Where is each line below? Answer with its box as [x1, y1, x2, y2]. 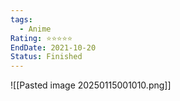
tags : [10, 14, 33, 25]
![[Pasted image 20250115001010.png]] [10, 79, 172, 91]
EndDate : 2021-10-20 [10, 42, 97, 53]
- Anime [19, 24, 52, 34]
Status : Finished [10, 52, 83, 62]
